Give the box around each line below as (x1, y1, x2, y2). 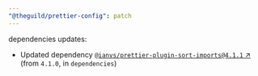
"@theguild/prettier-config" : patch (8, 11, 132, 20)
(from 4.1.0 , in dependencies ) (19, 58, 117, 68)
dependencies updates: (8, 34, 87, 44)
